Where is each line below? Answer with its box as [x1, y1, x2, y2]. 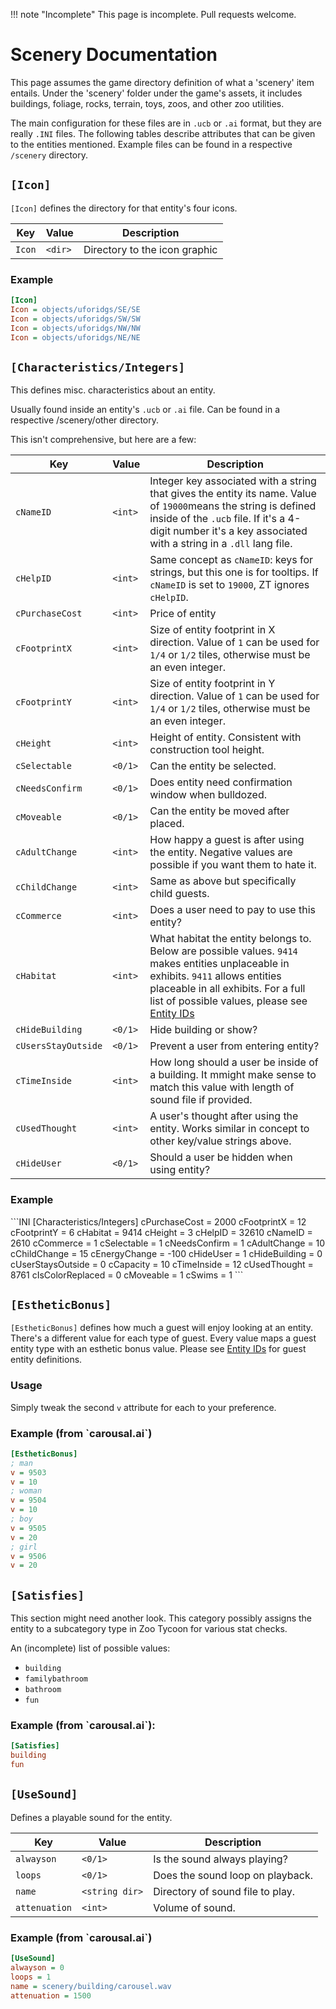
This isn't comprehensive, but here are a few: [10, 434, 197, 446]
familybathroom [24, 1674, 89, 1684]
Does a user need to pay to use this [149, 903, 316, 917]
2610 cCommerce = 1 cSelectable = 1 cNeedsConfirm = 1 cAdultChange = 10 [10, 1237, 326, 1249]
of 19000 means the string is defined [149, 499, 317, 513]
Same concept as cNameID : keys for [149, 553, 314, 567]
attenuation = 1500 [10, 1990, 92, 2001]
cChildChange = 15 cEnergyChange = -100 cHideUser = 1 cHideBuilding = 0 [10, 1247, 323, 1259]
